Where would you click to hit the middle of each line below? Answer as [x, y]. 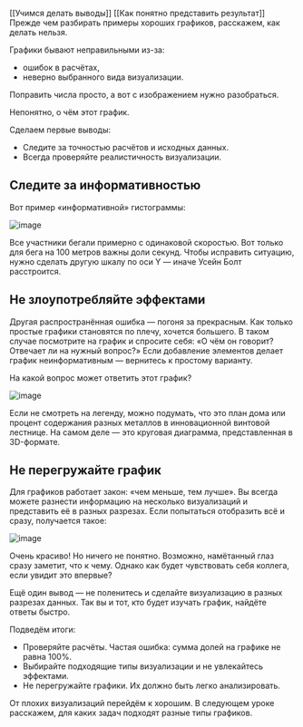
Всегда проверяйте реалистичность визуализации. [122, 157]
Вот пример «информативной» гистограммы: [98, 207]
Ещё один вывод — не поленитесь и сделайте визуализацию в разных [146, 593]
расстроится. [35, 271]
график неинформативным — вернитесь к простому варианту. [131, 360]
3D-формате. [35, 441]
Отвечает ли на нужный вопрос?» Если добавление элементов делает [147, 350]
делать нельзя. [39, 32]
